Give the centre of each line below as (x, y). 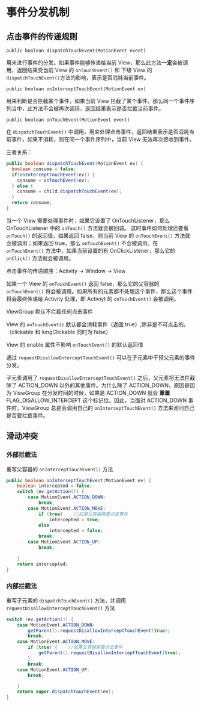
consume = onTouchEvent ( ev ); (53, 180)
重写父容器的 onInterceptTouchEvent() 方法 (60, 469)
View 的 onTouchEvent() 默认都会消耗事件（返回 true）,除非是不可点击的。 (97, 324)
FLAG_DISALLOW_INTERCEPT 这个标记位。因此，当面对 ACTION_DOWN (97, 400)
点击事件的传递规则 (42, 36)
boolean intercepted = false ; (55, 486)
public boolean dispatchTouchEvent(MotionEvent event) (76, 51)
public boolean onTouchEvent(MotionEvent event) (68, 120)
